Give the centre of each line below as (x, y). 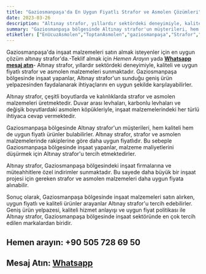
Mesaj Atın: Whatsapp (50, 263)
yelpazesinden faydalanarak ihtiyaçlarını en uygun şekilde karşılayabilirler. (100, 85)
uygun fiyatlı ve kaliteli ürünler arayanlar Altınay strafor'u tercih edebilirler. (100, 204)
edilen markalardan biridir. (39, 223)
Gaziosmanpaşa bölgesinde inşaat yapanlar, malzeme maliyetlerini (90, 147)
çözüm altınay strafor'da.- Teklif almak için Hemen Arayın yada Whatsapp (99, 59)
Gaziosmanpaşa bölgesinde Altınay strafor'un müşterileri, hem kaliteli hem (100, 128)
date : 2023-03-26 (29, 18)
